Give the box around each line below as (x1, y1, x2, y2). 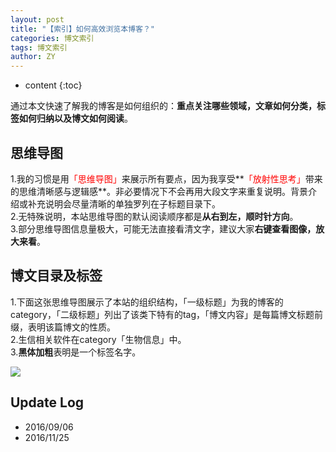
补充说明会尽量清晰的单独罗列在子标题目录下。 (27, 197, 221, 210)
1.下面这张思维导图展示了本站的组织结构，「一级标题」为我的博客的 (10, 296, 284, 308)
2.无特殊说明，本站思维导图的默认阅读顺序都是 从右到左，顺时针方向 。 (10, 210, 299, 222)
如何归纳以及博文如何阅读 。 (18, 112, 133, 125)
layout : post (10, 14, 65, 25)
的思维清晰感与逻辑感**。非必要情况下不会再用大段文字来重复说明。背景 (10, 185, 309, 197)
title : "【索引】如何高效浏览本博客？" (10, 24, 155, 34)
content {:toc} (24, 79, 83, 91)
